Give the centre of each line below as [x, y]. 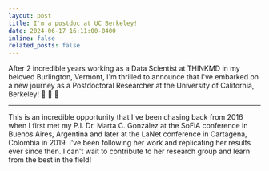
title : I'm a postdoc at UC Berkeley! [73, 23]
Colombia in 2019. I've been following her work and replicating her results [130, 143]
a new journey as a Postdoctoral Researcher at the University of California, [131, 86]
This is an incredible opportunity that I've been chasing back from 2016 [126, 117]
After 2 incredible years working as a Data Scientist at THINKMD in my [124, 68]
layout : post [30, 16]
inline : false [32, 38]
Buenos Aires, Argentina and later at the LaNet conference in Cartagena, [128, 134]
